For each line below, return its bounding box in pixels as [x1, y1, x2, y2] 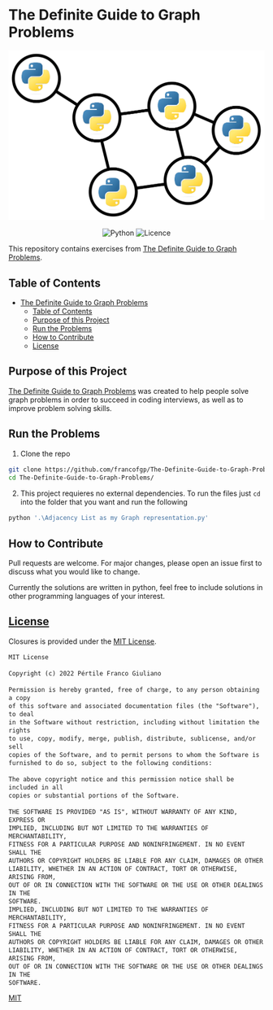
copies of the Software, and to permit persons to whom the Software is [8, 750, 260, 759]
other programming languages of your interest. [8, 592, 165, 601]
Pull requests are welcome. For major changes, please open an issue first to [8, 558, 262, 568]
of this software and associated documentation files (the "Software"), [8, 702, 260, 710]
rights [8, 726, 31, 734]
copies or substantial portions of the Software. [8, 791, 180, 799]
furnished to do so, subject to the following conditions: [8, 759, 213, 767]
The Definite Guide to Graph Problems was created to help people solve [8, 386, 249, 396]
